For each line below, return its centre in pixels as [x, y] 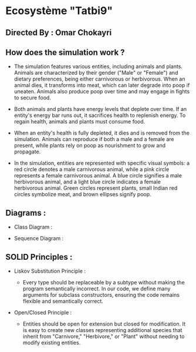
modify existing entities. [52, 343]
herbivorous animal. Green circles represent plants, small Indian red [96, 188]
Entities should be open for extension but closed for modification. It [104, 324]
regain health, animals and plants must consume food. [80, 122]
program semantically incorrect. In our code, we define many [97, 289]
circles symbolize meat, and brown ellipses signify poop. [82, 195]
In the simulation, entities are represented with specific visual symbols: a [102, 163]
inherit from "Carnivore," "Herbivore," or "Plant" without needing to [104, 337]
